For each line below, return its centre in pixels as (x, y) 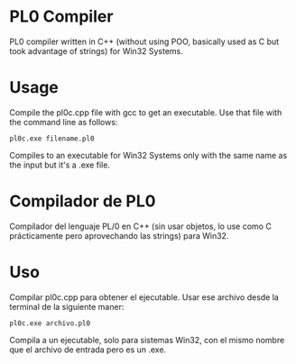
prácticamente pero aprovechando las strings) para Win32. (119, 235)
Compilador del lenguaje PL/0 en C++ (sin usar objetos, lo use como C (141, 226)
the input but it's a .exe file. (60, 165)
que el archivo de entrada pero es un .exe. (88, 350)
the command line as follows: (64, 122)
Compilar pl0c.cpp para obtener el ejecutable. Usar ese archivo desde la (144, 297)
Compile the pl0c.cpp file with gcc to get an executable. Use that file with (146, 112)
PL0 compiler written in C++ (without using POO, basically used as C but (144, 41)
